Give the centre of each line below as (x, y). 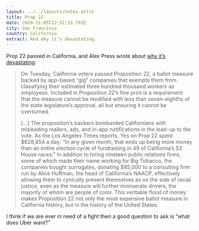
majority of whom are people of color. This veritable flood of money (103, 192)
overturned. (35, 111)
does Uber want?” (28, 222)
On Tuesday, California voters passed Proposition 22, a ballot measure (107, 74)
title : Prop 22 (25, 17)
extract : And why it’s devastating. (51, 39)
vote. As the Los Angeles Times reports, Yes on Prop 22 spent (97, 136)
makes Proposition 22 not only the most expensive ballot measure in (104, 198)
